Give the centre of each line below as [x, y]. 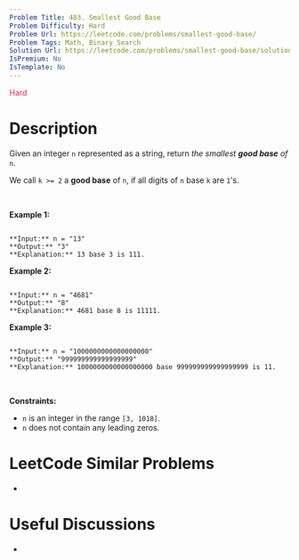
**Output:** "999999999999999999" [73, 359]
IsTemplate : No [37, 68]
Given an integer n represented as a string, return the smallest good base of [149, 153]
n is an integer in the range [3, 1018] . [91, 418]
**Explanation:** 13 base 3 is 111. [77, 254]
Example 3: [30, 327]
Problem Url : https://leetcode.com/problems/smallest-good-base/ [133, 34]
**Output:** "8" [39, 303]
